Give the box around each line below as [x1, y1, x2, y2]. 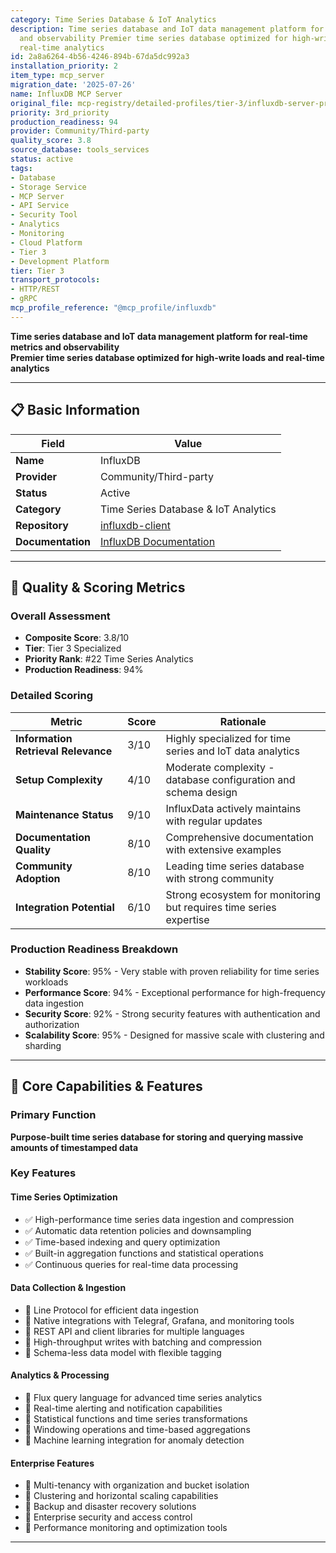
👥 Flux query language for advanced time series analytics [24, 1392, 263, 1404]
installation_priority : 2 [10, 61, 118, 71]
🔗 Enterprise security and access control [24, 1511, 193, 1523]
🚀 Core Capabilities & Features [10, 1078, 203, 1095]
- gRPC [10, 294, 38, 304]
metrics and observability [10, 341, 120, 353]
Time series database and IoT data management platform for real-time [10, 330, 308, 342]
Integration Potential [15, 900, 115, 914]
